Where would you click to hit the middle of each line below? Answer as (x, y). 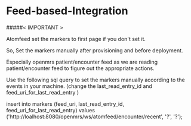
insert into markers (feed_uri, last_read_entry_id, (65, 104)
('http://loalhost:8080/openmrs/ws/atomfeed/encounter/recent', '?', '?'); (95, 116)
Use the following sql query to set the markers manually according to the (95, 80)
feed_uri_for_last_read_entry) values (51, 110)
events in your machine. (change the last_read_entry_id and (79, 86)
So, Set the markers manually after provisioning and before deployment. (95, 50)
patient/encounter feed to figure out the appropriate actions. (81, 68)
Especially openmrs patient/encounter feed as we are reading (82, 62)
